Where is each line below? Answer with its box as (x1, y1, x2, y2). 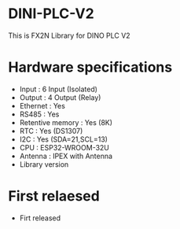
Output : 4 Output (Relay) (19, 92, 101, 102)
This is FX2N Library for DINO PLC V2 (8, 31, 131, 40)
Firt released (19, 213, 61, 223)
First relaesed (8, 187, 100, 205)
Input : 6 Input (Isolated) (19, 84, 98, 94)
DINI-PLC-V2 (8, 5, 94, 23)
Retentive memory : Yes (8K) (19, 117, 112, 127)
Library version (19, 159, 69, 169)
